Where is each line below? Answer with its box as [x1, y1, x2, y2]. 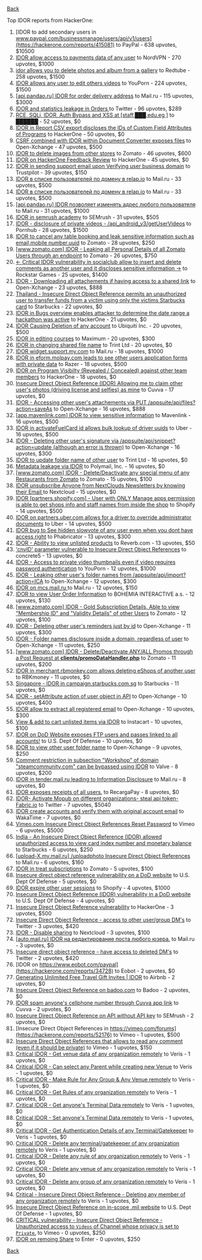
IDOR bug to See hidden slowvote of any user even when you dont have [15, 527, 194, 534]
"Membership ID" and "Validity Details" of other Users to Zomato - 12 [15, 610, 186, 617]
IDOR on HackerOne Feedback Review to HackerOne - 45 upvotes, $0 [15, 156, 189, 163]
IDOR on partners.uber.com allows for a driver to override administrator [15, 514, 192, 521]
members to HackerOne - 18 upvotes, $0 [15, 373, 116, 381]
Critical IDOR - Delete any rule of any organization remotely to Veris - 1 [15, 1152, 190, 1160]
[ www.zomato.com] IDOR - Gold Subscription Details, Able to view [15, 604, 180, 610]
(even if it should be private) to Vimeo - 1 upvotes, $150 [15, 1044, 152, 1051]
